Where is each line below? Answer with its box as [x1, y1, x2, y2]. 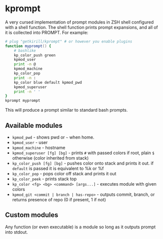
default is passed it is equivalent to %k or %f [12, 166, 104, 171]
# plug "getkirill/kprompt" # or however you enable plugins [5, 39, 133, 44]
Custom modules [5, 211, 59, 219]
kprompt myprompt [5, 98, 41, 103]
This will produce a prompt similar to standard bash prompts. [5, 107, 128, 113]
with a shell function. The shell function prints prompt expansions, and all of [5, 24, 158, 30]
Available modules [5, 121, 63, 130]
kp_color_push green [14, 52, 56, 58]
